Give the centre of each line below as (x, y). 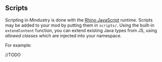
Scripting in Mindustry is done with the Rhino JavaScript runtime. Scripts (79, 20)
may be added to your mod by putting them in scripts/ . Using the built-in (80, 25)
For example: (19, 45)
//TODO (13, 55)
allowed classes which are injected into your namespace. (63, 35)
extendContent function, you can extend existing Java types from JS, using (81, 30)
